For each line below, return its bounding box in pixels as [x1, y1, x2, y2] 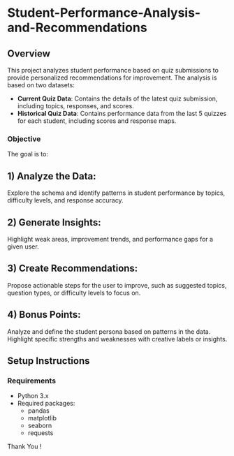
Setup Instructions [7, 355, 90, 367]
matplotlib [27, 414, 57, 422]
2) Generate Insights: [7, 216, 101, 228]
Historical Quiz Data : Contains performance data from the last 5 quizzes [17, 110, 227, 117]
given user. [7, 242, 40, 251]
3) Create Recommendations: [7, 263, 138, 274]
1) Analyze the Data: [7, 170, 96, 182]
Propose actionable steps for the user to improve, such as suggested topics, [7, 281, 227, 289]
